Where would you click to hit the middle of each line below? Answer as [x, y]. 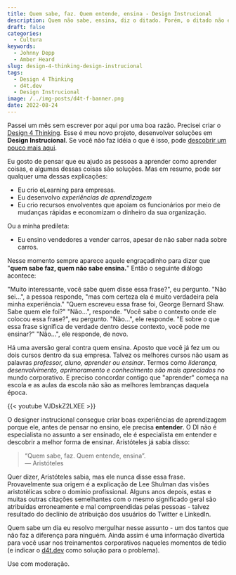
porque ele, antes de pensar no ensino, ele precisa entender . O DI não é [112, 427]
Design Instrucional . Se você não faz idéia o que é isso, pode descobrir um [117, 140]
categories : [25, 33]
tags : [15, 72]
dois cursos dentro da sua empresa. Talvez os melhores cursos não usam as [118, 355]
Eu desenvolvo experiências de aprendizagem [85, 197]
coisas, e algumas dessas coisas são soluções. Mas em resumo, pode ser [114, 169]
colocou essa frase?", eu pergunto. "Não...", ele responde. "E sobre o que [113, 319]
